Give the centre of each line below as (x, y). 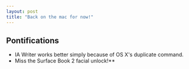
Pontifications (32, 41)
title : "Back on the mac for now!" (50, 17)
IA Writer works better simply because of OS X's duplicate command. (99, 55)
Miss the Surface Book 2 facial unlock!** (65, 61)
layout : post (22, 11)
